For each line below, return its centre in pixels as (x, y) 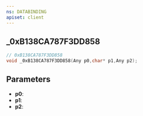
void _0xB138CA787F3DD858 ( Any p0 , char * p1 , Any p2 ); (72, 61)
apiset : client (25, 17)
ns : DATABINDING (26, 12)
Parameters (28, 79)
